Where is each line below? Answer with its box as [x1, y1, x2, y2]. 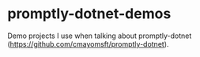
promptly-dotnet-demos [7, 5, 172, 23]
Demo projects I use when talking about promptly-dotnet [7, 31, 192, 40]
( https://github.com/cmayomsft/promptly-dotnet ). [7, 39, 169, 48]
